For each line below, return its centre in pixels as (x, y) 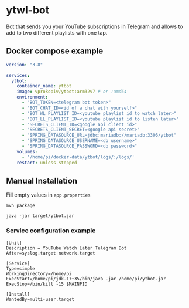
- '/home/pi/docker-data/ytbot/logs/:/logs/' (78, 157)
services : (18, 75)
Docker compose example (55, 51)
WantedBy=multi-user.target (40, 299)
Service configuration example (51, 231)
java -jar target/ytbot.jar (40, 216)
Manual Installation (42, 180)
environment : (32, 97)
